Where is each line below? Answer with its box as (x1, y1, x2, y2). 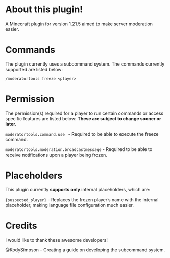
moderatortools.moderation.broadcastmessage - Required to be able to (5, 146, 153, 152)
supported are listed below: (5, 66, 63, 72)
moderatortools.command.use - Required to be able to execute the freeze (5, 131, 159, 137)
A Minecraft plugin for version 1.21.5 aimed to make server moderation (5, 20, 153, 27)
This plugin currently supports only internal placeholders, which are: (5, 186, 151, 192)
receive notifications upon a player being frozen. (5, 152, 107, 158)
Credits (5, 220, 37, 231)
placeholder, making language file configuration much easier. (5, 202, 134, 208)
